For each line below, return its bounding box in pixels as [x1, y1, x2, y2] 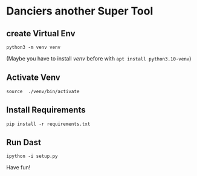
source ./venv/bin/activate [6, 88, 80, 94]
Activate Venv [6, 73, 60, 83]
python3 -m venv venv [6, 44, 61, 50]
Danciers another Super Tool [6, 4, 153, 18]
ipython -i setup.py [6, 153, 59, 160]
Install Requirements [6, 105, 86, 116]
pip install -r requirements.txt [6, 121, 91, 127]
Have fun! [6, 164, 31, 171]
